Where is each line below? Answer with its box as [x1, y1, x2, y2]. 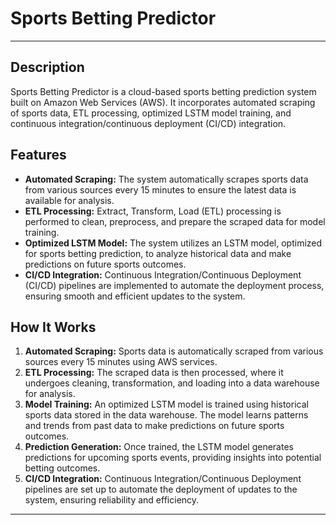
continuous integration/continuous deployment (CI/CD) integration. [10, 117, 287, 129]
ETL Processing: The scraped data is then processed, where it [24, 367, 284, 379]
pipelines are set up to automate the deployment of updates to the [24, 483, 298, 496]
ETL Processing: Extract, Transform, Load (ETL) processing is [24, 205, 282, 217]
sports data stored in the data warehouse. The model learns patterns [24, 409, 309, 421]
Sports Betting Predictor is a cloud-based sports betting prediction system [10, 85, 317, 97]
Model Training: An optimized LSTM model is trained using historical [24, 398, 309, 411]
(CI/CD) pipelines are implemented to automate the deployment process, [24, 279, 325, 291]
